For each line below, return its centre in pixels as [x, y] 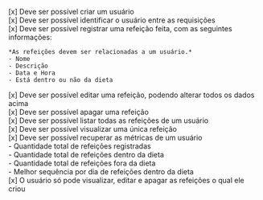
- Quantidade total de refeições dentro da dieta [86, 155]
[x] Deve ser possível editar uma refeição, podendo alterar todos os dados [131, 95]
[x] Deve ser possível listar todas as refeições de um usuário [109, 120]
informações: [30, 37]
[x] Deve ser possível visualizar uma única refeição [92, 129]
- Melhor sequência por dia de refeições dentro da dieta [101, 171]
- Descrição [28, 66]
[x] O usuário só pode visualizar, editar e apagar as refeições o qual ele [126, 180]
